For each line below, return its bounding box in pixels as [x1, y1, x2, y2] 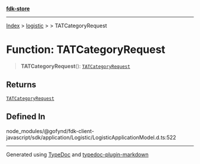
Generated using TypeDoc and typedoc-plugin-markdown [6, 151, 149, 158]
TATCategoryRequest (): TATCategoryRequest [20, 62, 130, 70]
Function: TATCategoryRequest [6, 43, 165, 56]
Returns [6, 80, 37, 90]
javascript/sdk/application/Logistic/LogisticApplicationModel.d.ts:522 [6, 134, 177, 141]
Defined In [6, 112, 46, 122]
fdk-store [6, 5, 30, 12]
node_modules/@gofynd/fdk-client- [6, 127, 94, 134]
